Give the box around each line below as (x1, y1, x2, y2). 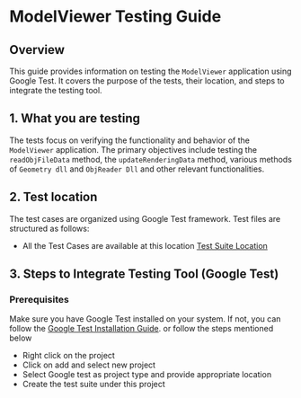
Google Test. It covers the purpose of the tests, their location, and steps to (9, 75, 285, 86)
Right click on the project (22, 350, 115, 361)
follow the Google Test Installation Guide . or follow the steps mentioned (9, 323, 274, 334)
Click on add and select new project (22, 359, 155, 370)
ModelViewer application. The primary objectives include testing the (9, 144, 258, 155)
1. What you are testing (9, 111, 141, 127)
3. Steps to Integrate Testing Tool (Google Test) (9, 267, 279, 282)
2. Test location (9, 190, 98, 205)
